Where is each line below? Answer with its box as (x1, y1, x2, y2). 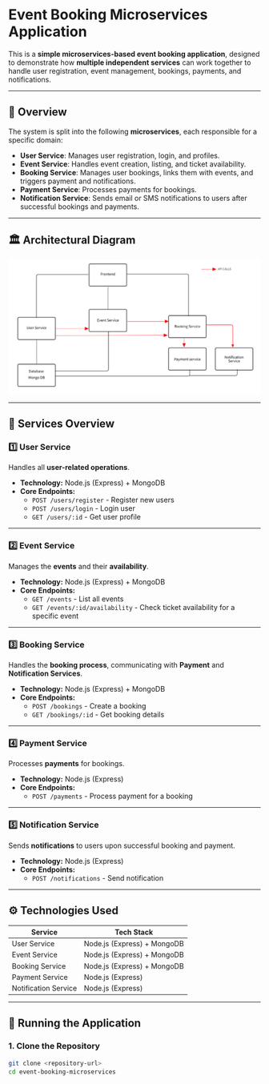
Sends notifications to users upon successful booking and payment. (8, 841, 236, 850)
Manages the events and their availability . (8, 561, 150, 571)
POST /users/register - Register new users (31, 495, 175, 505)
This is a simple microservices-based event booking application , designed (8, 49, 260, 58)
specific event (31, 611, 79, 620)
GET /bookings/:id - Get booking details (31, 710, 165, 720)
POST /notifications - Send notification (31, 873, 164, 882)
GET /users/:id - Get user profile (31, 512, 142, 522)
